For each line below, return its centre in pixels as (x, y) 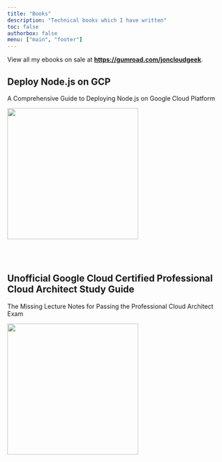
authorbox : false (32, 33)
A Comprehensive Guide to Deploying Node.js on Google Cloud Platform (111, 98)
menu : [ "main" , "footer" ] (45, 40)
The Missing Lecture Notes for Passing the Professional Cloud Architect (111, 306)
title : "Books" (29, 14)
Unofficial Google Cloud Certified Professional (110, 279)
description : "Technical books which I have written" (87, 20)
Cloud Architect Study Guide (71, 290)
